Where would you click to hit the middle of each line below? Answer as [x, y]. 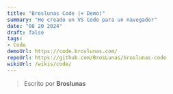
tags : [15, 39]
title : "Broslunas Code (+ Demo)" [56, 13]
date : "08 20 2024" [35, 26]
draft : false [26, 32]
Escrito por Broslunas [55, 83]
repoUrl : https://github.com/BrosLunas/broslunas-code [87, 58]
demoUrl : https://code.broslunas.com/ [62, 52]
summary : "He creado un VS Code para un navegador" [82, 20]
